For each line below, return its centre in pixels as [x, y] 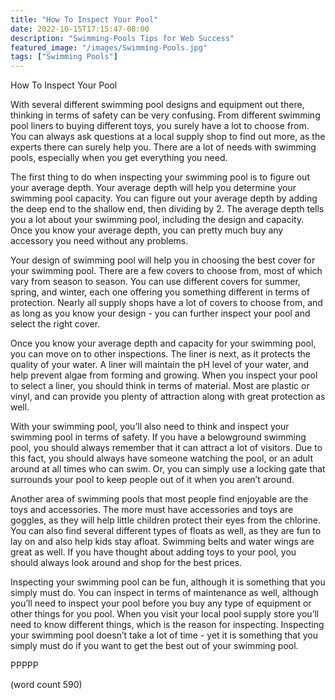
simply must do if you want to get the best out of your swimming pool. [154, 646]
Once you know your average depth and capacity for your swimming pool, [163, 343]
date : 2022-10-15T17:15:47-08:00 [80, 29]
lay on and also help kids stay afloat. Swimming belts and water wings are [162, 542]
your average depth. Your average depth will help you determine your [153, 188]
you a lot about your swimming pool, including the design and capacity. [157, 220]
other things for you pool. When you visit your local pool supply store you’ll [165, 614]
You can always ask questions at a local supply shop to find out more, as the [168, 137]
